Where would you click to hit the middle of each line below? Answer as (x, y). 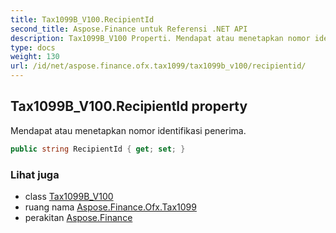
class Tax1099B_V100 (69, 196)
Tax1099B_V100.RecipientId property (129, 106)
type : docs (33, 47)
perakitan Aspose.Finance (78, 217)
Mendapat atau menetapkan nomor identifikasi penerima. (128, 130)
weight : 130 (35, 57)
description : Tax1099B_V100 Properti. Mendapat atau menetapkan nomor (160, 38)
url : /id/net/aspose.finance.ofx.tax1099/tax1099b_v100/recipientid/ (158, 66)
